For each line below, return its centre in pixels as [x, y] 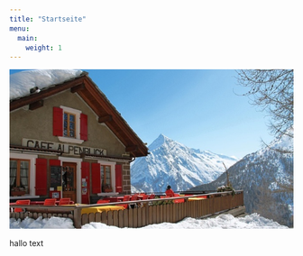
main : [28, 38]
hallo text [27, 243]
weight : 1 [44, 48]
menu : [19, 28]
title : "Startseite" [48, 19]
